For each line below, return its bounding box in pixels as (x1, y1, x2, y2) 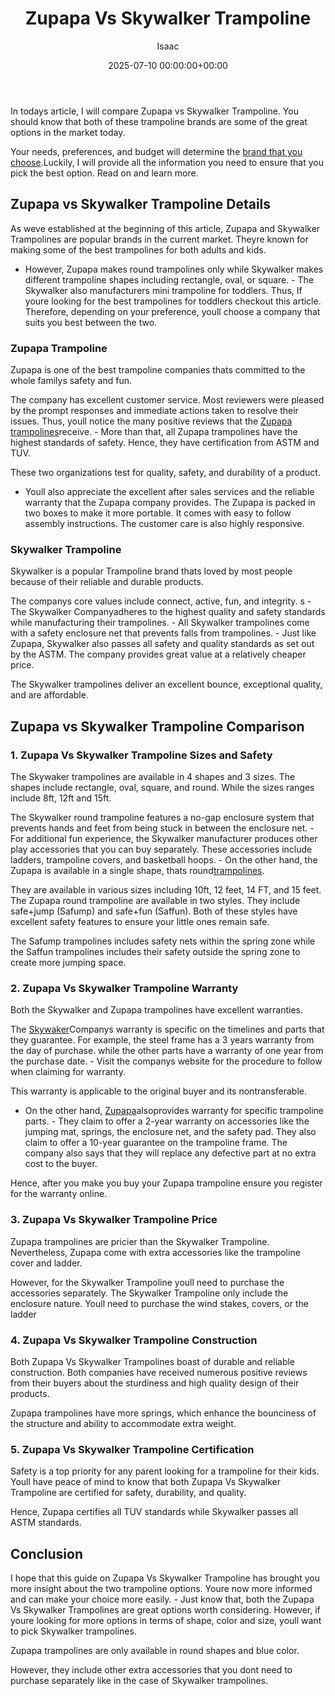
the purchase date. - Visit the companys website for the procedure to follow (10, 1055, 323, 1067)
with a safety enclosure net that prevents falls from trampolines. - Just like (10, 627, 317, 639)
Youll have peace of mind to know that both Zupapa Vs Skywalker (10, 1476, 282, 1488)
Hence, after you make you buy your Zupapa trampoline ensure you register (10, 1177, 323, 1189)
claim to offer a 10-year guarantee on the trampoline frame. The (24, 1137, 288, 1149)
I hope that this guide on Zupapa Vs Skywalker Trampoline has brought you (10, 1572, 321, 1584)
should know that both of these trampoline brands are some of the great (10, 115, 308, 127)
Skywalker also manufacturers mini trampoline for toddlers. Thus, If (24, 284, 303, 296)
